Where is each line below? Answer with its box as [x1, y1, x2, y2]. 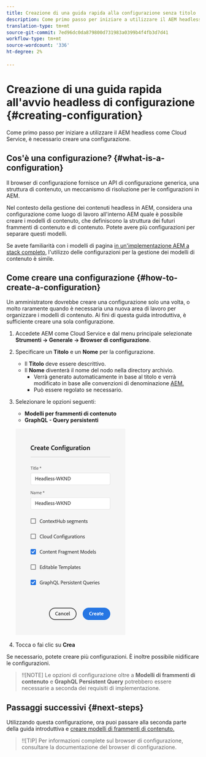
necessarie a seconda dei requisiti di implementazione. [21, 685, 161, 692]
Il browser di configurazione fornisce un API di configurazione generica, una [6, 179, 199, 186]
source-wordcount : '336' [6, 42, 70, 48]
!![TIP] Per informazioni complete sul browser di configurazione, [21, 737, 183, 745]
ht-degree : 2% [6, 49, 43, 55]
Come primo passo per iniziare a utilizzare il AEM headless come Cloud [6, 129, 187, 136]
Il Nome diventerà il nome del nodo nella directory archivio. [24, 367, 174, 374]
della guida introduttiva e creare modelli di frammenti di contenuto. [6, 725, 175, 732]
